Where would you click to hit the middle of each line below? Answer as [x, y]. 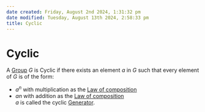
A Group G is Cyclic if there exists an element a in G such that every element [103, 70]
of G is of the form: [30, 77]
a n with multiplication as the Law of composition [76, 89]
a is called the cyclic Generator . [55, 102]
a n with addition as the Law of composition [69, 96]
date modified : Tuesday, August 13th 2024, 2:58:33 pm [78, 18]
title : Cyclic [24, 23]
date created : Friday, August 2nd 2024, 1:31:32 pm [73, 12]
